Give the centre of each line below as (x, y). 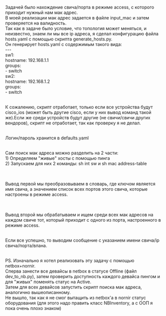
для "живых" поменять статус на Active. (48, 282)
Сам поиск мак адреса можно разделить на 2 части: (62, 153)
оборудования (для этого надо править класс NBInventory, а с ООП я (79, 303)
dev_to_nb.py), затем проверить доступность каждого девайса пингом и (83, 276)
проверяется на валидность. (36, 23)
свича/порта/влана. (26, 246)
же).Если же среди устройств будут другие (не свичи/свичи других (78, 118)
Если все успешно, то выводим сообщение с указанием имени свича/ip (82, 240)
